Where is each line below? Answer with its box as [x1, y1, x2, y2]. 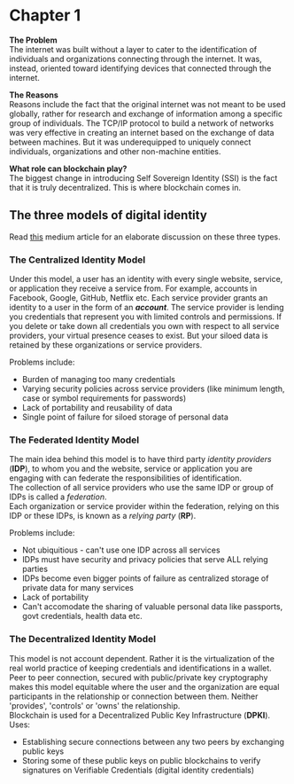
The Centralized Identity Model [9, 254, 146, 266]
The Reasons [9, 90, 59, 100]
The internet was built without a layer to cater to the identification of [9, 43, 258, 54]
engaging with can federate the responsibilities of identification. [9, 473, 242, 483]
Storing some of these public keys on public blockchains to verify [21, 755, 261, 765]
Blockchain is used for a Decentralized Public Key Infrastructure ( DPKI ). [9, 710, 271, 720]
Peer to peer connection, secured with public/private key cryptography [9, 671, 268, 683]
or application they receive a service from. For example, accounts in [9, 283, 258, 294]
